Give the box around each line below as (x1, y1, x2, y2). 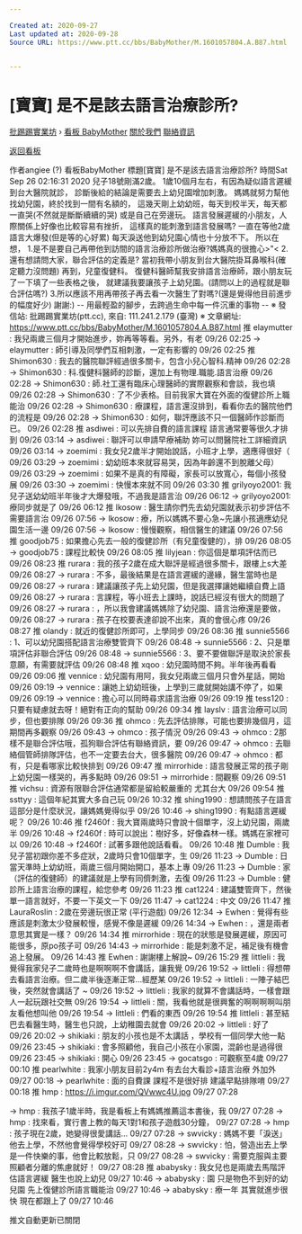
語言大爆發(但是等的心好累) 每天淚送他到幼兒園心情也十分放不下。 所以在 (9, 232, 280, 243)
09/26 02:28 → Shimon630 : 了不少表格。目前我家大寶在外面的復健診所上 (9, 389, 283, 400)
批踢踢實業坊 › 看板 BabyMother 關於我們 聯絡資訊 (9, 127, 195, 138)
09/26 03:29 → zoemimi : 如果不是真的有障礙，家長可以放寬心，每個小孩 (9, 469, 279, 479)
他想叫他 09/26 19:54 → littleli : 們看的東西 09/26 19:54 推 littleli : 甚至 (24, 1008, 282, 1019)
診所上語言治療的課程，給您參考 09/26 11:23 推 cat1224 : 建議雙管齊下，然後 (9, 884, 292, 895)
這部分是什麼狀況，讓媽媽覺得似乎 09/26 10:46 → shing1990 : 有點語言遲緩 (9, 806, 287, 817)
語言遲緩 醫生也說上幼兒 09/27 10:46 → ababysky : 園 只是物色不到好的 (16, 1173, 280, 1184)
